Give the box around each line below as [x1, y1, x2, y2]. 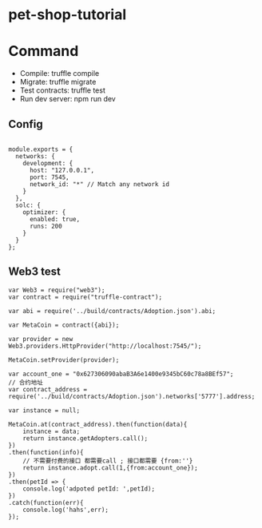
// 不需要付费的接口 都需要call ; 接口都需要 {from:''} [22, 457, 193, 465]
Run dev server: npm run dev [19, 94, 116, 104]
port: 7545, [29, 173, 69, 181]
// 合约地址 [8, 378, 44, 387]
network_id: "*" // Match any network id [29, 180, 170, 189]
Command [8, 42, 79, 61]
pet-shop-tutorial [8, 6, 127, 24]
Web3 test [8, 265, 62, 279]
